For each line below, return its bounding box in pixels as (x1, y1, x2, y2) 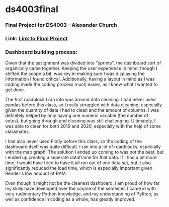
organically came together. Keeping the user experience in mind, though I (5, 65, 157, 72)
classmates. (5, 128, 30, 134)
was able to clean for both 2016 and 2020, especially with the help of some (5, 123, 161, 129)
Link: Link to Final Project (5, 35, 68, 42)
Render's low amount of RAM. (5, 170, 67, 177)
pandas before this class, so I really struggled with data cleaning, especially (5, 102, 162, 108)
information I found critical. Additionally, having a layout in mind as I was (5, 76, 155, 82)
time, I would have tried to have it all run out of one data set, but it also (5, 160, 151, 166)
